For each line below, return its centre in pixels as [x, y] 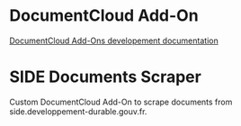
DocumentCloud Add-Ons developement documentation [114, 40]
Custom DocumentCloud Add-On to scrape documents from [121, 102]
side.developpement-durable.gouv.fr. [78, 111]
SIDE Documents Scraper [106, 77]
